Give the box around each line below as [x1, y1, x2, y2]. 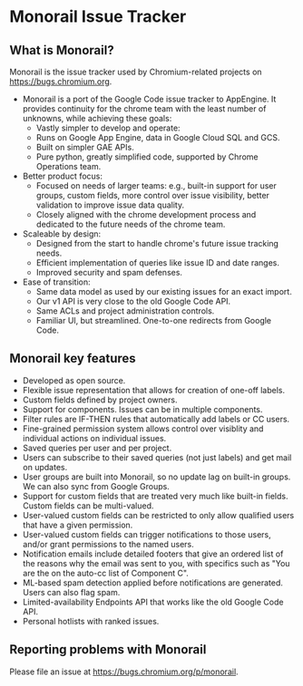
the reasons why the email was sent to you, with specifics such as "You [22, 557, 290, 568]
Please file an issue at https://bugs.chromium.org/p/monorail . [9, 666, 239, 677]
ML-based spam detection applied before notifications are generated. [22, 577, 283, 588]
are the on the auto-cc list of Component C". [22, 567, 189, 578]
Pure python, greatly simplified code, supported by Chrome [35, 151, 259, 162]
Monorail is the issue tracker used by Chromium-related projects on [9, 66, 262, 77]
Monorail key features [9, 351, 136, 366]
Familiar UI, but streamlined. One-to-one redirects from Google [35, 315, 272, 325]
